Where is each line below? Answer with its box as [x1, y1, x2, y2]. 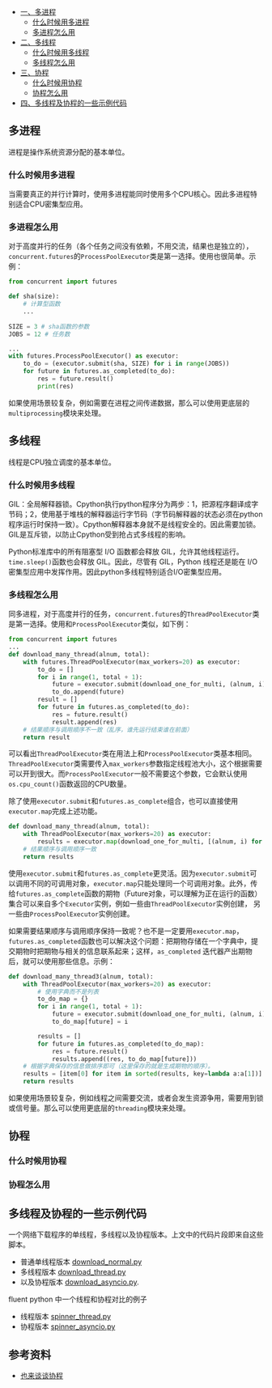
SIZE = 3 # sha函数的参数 [8, 322, 90, 330]
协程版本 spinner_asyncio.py [19, 1322, 116, 1331]
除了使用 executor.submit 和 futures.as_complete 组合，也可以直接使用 [8, 796, 239, 806]
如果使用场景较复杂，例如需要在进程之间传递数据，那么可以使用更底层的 [8, 397, 249, 407]
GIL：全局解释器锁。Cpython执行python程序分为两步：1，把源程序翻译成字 [8, 499, 259, 508]
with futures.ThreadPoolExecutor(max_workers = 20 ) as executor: [23, 658, 241, 666]
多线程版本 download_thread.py [19, 1267, 126, 1277]
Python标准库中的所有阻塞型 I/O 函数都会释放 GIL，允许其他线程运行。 [8, 546, 244, 556]
